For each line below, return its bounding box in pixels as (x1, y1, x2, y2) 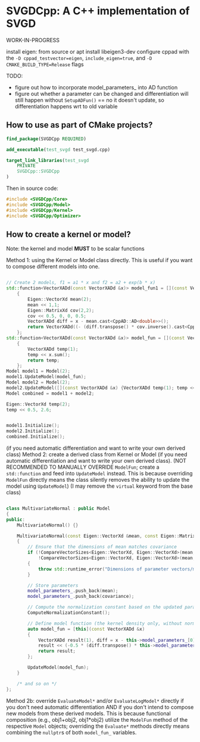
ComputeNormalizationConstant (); (27, 610, 111, 616)
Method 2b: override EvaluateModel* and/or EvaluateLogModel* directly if (6, 697, 185, 704)
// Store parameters (27, 582, 79, 588)
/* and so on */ (17, 681, 58, 687)
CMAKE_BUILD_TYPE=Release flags (6, 61, 85, 68)
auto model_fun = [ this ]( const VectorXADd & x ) (27, 626, 145, 632)
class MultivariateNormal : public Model (6, 506, 111, 512)
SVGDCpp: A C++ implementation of (6, 4, 190, 18)
